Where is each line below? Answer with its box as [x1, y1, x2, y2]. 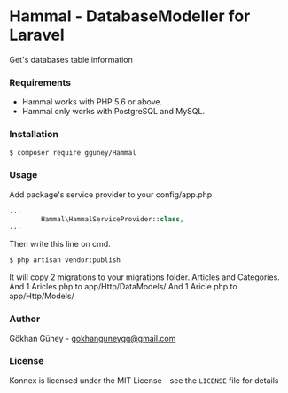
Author [9, 312, 41, 325]
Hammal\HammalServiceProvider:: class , [41, 214, 184, 223]
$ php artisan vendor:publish [9, 256, 121, 265]
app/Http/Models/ [9, 290, 75, 302]
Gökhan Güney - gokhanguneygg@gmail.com [9, 333, 176, 343]
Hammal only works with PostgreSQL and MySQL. [21, 106, 206, 117]
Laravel [9, 25, 65, 45]
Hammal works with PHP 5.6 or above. [21, 96, 162, 107]
